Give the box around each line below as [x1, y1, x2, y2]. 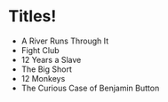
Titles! [8, 6, 57, 27]
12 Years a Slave [20, 54, 82, 65]
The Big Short [20, 64, 73, 75]
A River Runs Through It [20, 35, 109, 46]
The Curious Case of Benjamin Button [20, 82, 160, 93]
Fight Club [20, 44, 60, 55]
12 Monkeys [20, 73, 66, 83]
